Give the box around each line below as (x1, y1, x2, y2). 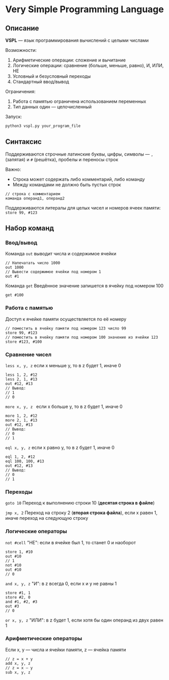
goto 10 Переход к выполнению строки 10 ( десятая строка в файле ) (5, 500, 155, 506)
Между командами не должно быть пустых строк (12, 182, 121, 188)
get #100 (5, 292, 24, 298)
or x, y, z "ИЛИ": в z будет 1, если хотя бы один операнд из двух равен (5, 617, 164, 623)
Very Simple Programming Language (5, 4, 164, 15)
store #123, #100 (5, 339, 42, 344)
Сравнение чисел (5, 351, 52, 358)
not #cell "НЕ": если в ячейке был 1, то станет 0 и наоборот (5, 539, 136, 545)
